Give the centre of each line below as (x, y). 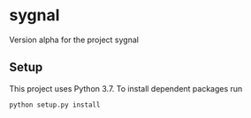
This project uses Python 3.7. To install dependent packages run (126, 88)
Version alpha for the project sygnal (74, 40)
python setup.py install (55, 105)
